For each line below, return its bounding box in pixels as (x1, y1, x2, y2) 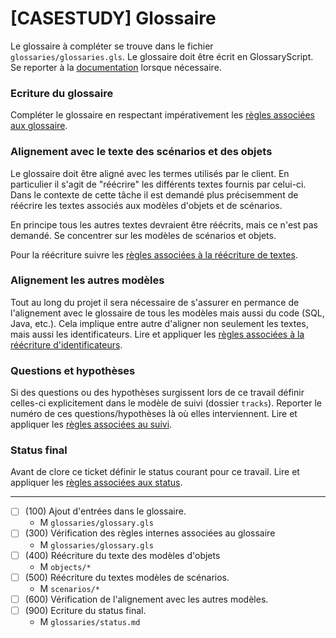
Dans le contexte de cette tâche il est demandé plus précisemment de (10, 188, 299, 201)
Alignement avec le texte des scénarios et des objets (10, 145, 273, 159)
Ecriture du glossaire (10, 86, 114, 100)
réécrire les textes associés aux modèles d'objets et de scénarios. (10, 199, 283, 211)
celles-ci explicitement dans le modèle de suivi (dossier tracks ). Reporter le (10, 397, 322, 409)
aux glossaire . (10, 120, 68, 132)
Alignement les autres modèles (10, 273, 165, 287)
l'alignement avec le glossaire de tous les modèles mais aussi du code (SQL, (10, 307, 325, 319)
